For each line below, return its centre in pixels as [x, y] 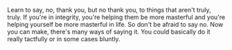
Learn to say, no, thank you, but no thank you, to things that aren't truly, [109, 10]
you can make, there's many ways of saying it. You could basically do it [109, 32]
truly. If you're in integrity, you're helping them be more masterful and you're [116, 17]
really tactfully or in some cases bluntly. [64, 39]
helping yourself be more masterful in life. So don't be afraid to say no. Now [115, 24]
